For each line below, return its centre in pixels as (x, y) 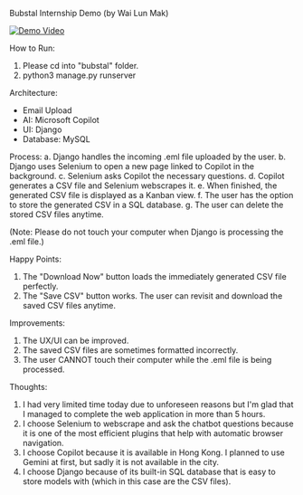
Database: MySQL (56, 139)
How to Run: (33, 48)
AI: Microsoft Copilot (61, 120)
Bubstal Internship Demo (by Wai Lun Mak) (89, 13)
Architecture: (34, 93)
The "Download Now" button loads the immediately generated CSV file (154, 276)
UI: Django (42, 129)
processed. (43, 369)
